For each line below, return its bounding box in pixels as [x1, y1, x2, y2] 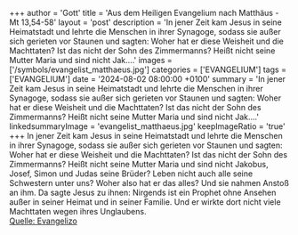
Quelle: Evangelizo [9, 215, 77, 226]
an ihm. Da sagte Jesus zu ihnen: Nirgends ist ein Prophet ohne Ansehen [9, 187, 277, 198]
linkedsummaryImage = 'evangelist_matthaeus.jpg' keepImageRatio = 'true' [9, 121, 286, 132]
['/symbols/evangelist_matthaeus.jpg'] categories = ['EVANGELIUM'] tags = [9, 64, 287, 75]
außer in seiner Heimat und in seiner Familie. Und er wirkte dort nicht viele [9, 197, 282, 207]
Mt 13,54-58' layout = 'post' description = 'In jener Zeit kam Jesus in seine [9, 17, 282, 28]
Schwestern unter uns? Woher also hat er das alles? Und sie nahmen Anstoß [9, 178, 289, 188]
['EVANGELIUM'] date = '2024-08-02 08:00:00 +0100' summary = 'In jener [9, 74, 286, 84]
